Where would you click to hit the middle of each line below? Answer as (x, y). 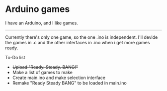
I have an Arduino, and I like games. (42, 23)
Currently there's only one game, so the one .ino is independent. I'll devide (82, 37)
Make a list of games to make (42, 72)
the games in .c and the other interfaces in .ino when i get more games (78, 42)
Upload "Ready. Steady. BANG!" (45, 67)
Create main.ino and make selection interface (59, 78)
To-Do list (15, 57)
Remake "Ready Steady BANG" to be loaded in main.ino (69, 83)
